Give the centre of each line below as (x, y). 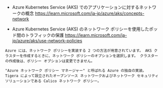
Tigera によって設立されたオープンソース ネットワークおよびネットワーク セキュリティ (82, 76)
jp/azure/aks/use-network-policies (47, 41)
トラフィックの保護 (45, 35)
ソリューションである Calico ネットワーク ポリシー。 (53, 81)
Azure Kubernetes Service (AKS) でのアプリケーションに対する (76, 7)
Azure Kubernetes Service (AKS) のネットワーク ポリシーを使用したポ (83, 29)
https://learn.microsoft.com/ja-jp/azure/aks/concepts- (90, 13)
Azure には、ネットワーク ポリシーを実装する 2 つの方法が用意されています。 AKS (79, 51)
